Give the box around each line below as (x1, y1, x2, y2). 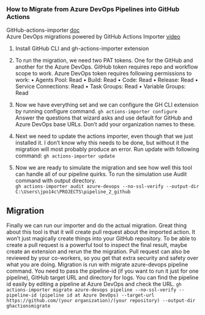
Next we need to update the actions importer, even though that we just (15, 132, 193, 140)
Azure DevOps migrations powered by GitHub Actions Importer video (6, 33, 181, 40)
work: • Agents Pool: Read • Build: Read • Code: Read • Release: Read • (15, 76, 199, 84)
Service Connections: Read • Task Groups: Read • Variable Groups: (15, 83, 186, 90)
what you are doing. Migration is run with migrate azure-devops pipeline (6, 261, 188, 268)
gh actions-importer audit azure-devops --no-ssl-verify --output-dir (15, 183, 199, 190)
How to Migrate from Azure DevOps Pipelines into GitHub (6, 5, 179, 13)
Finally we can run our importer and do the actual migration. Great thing (6, 222, 187, 229)
